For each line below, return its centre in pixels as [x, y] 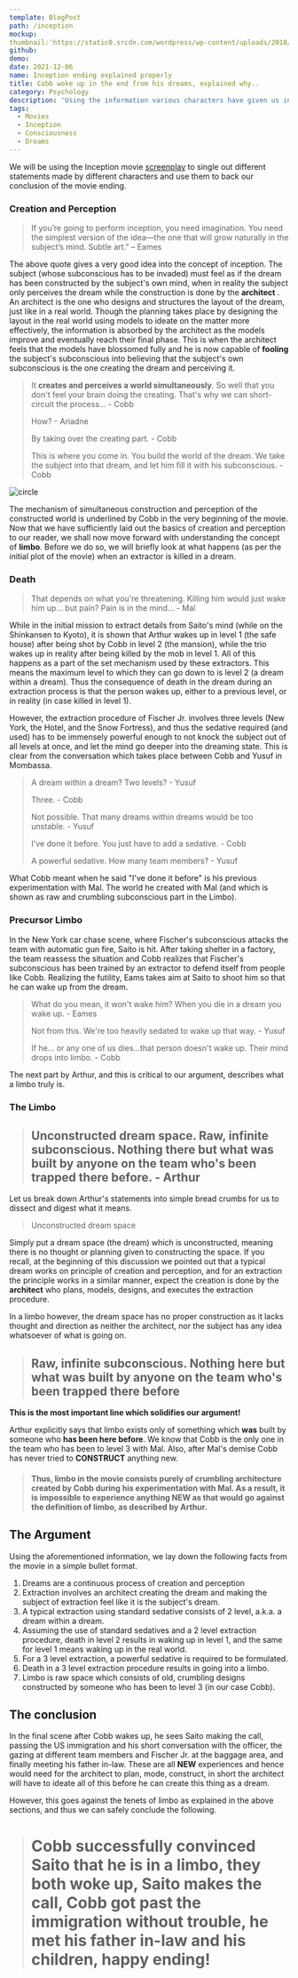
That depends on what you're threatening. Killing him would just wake [158, 599]
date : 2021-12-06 [41, 68]
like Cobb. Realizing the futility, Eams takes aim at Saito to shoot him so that [147, 977]
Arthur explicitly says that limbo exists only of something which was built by [148, 1430]
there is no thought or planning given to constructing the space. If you [137, 1252]
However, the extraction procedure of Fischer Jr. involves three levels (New [147, 718]
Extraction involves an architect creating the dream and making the [145, 1592]
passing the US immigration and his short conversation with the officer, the [146, 1746]
